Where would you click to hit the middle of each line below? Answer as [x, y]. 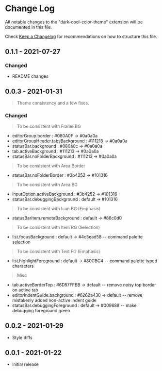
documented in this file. [29, 27]
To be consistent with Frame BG [49, 126]
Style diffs [22, 337]
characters [23, 266]
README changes [30, 76]
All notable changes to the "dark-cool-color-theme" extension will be [74, 22]
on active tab [25, 290]
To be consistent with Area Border [51, 166]
